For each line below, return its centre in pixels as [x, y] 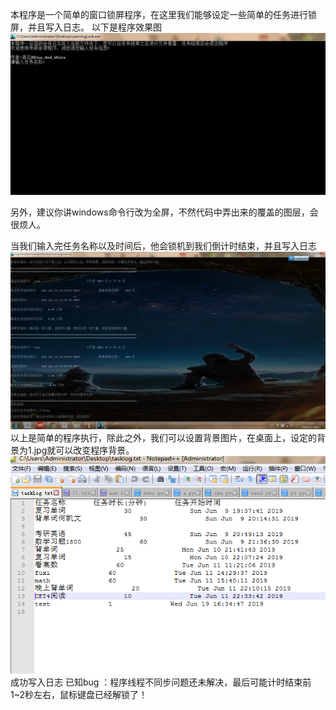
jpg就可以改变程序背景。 [84, 450]
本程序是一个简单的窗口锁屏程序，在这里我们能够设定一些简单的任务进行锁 [163, 14]
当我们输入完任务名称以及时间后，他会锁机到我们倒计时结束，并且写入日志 [163, 246]
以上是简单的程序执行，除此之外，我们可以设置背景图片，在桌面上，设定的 [163, 437]
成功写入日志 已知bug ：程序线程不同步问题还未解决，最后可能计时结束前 [161, 682]
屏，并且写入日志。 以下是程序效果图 [86, 27]
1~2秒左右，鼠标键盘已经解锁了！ [79, 695]
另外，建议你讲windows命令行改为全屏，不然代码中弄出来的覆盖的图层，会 [164, 212]
